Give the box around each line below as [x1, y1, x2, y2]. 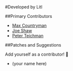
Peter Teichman [12, 33, 44, 38]
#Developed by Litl [5, 4, 43, 10]
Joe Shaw [12, 28, 32, 33]
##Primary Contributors [5, 13, 52, 19]
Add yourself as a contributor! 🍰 [5, 51, 69, 57]
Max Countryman [12, 23, 47, 28]
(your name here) [12, 61, 47, 66]
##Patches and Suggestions [5, 42, 61, 47]
